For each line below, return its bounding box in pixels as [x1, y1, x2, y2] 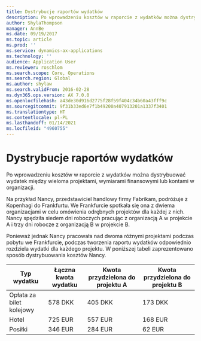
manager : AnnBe [6, 25, 44, 32]
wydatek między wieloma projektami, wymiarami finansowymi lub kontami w [6, 177, 194, 184]
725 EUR [48, 315, 74, 324]
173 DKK [142, 298, 169, 306]
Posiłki [9, 325, 28, 333]
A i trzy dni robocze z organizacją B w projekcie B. [6, 221, 130, 228]
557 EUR [87, 315, 112, 324]
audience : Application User [6, 59, 77, 65]
